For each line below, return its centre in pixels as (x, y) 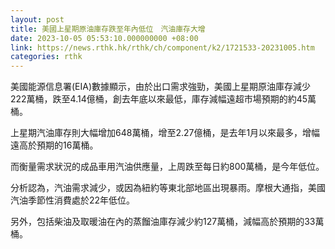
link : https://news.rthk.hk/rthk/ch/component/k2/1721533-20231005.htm (162, 47)
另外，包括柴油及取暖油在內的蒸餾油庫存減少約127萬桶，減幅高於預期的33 (163, 222)
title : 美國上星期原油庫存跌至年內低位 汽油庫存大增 (108, 29)
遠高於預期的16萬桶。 (54, 145)
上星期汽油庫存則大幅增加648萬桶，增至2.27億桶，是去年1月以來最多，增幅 (165, 133)
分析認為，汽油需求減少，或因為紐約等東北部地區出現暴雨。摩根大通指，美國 (168, 188)
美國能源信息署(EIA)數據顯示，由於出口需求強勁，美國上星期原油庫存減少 (161, 87)
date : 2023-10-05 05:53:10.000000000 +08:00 (104, 38)
